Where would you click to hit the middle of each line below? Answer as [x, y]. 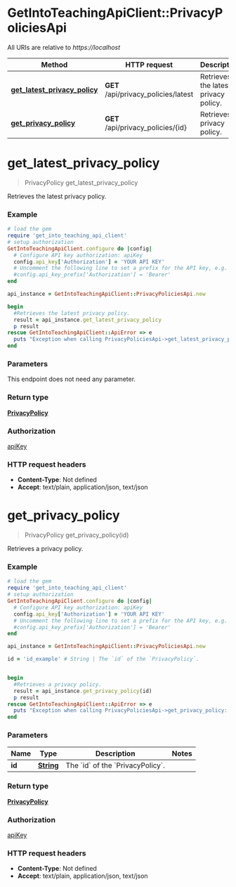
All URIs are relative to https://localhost [64, 47]
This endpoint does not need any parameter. [71, 379]
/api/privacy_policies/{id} [146, 127]
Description [115, 753]
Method [54, 65]
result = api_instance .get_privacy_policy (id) [83, 691]
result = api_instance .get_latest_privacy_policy [87, 320]
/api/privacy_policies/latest [149, 94]
